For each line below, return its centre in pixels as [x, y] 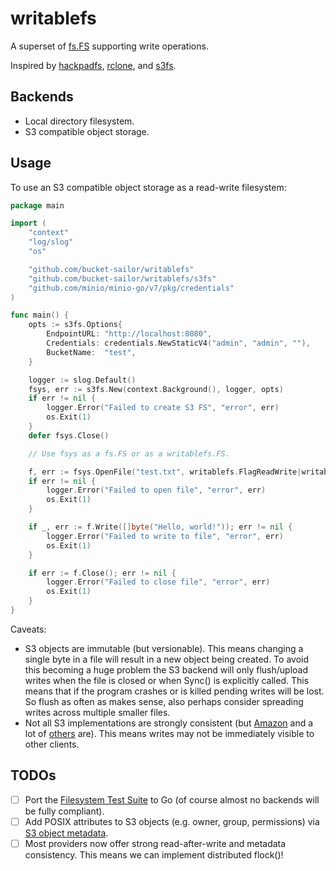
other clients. [52, 744]
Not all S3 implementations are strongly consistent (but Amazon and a [169, 723]
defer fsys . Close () [69, 435]
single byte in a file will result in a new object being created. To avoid [167, 659]
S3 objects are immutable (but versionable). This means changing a [164, 648]
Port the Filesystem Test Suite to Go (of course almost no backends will [172, 799]
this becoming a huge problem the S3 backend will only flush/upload [166, 669]
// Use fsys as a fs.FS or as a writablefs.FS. [129, 453]
